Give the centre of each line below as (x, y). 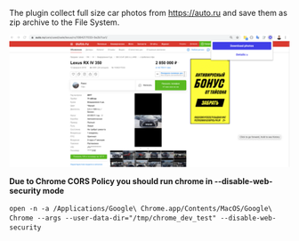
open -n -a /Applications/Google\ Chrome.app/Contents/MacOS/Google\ (141, 209)
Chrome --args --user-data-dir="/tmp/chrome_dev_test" (113, 218)
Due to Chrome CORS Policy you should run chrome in (111, 181)
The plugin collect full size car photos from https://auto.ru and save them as (148, 13)
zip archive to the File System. (65, 22)
